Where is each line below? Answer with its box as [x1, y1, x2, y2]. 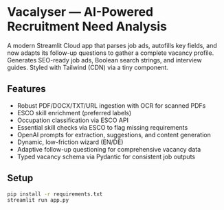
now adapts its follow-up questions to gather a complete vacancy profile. [7, 49, 214, 57]
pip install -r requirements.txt [7, 190, 103, 198]
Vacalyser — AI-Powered [7, 4, 153, 20]
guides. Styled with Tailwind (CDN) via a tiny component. [7, 63, 168, 71]
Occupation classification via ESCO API [16, 116, 129, 124]
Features [7, 83, 46, 95]
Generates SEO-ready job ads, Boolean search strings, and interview [7, 56, 202, 64]
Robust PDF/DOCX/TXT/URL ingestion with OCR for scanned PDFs [16, 101, 206, 110]
